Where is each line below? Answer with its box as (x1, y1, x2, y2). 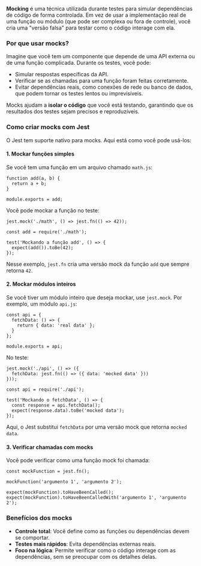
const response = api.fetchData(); (11, 402, 101, 408)
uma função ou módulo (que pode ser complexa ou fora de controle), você (6, 18, 191, 25)
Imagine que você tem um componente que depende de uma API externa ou (6, 53, 195, 60)
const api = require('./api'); (6, 387, 85, 393)
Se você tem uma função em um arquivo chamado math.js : (6, 163, 153, 170)
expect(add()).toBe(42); (11, 244, 74, 251)
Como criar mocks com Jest (6, 123, 90, 131)
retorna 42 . (6, 266, 33, 274)
